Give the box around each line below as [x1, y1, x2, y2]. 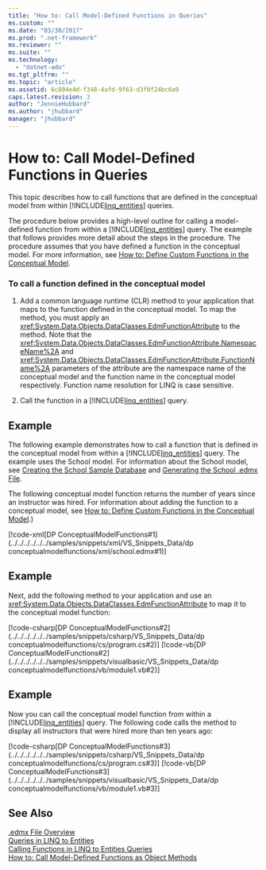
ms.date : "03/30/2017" [8, 26, 83, 34]
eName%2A [19, 347, 60, 356]
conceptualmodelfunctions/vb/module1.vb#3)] [8, 783, 160, 793]
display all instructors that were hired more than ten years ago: [8, 726, 213, 735]
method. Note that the [19, 330, 92, 340]
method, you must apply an [19, 313, 110, 322]
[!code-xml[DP [8, 529, 56, 539]
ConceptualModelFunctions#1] [57, 529, 158, 539]
